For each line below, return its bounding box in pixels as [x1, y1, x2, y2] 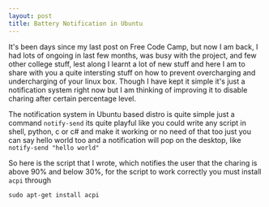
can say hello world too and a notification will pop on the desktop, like [8, 135, 241, 144]
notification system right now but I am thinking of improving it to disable [8, 84, 248, 94]
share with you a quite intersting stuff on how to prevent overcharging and [8, 67, 256, 77]
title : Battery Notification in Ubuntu [8, 19, 143, 28]
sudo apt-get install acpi [8, 191, 100, 199]
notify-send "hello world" [8, 144, 100, 152]
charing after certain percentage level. [8, 93, 136, 103]
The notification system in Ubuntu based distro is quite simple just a [8, 109, 235, 119]
